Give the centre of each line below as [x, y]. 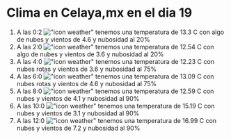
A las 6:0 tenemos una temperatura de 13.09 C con [115, 76]
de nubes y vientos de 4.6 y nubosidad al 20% [83, 39]
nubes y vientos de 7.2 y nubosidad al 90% [78, 128]
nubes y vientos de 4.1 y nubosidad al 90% [78, 98]
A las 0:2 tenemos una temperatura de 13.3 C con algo [120, 32]
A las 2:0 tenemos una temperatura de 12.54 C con [115, 47]
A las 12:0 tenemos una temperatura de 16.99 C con [117, 120]
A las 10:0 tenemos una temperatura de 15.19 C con [115, 106]
